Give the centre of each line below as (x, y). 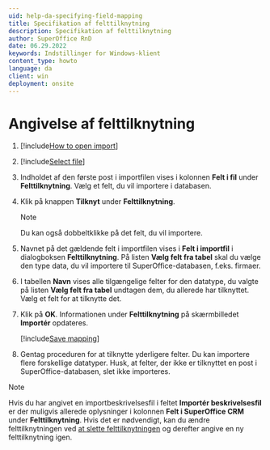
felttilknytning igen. (40, 437)
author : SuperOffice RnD (50, 38)
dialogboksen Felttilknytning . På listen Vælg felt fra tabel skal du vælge (140, 257)
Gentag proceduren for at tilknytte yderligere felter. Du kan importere (135, 354)
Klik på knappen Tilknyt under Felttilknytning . (97, 202)
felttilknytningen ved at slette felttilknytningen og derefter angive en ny (126, 429)
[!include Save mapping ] (59, 339)
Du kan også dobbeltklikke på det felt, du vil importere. (112, 233)
